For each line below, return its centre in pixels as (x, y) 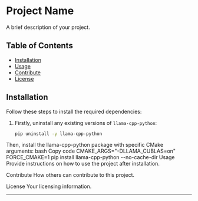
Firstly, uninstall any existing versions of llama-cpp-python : (86, 123)
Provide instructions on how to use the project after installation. (83, 164)
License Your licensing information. (49, 186)
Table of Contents (40, 46)
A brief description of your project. (48, 27)
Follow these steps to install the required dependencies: (74, 111)
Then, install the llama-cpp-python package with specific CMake (85, 145)
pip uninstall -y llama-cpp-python (58, 134)
